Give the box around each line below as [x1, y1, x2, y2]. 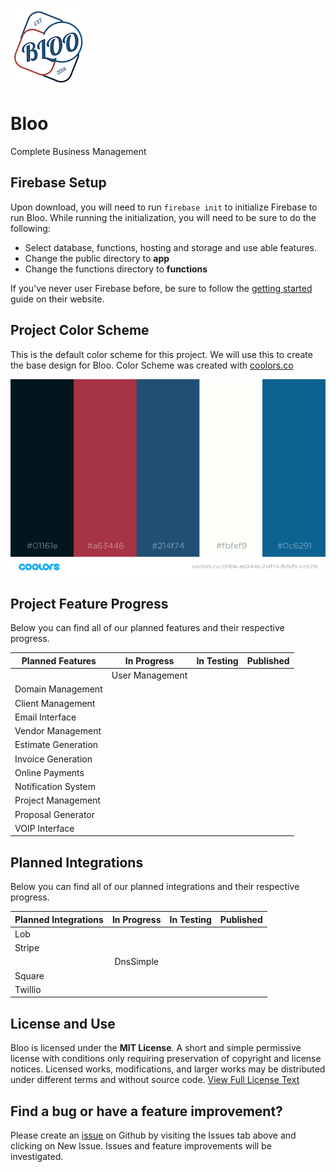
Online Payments [14, 766, 85, 778]
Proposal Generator [14, 808, 96, 820]
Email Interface [14, 711, 77, 723]
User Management [111, 669, 188, 682]
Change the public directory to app [24, 252, 170, 264]
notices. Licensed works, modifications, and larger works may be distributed [10, 1063, 326, 1075]
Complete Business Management [10, 145, 147, 157]
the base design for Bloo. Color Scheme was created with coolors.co [10, 359, 294, 371]
